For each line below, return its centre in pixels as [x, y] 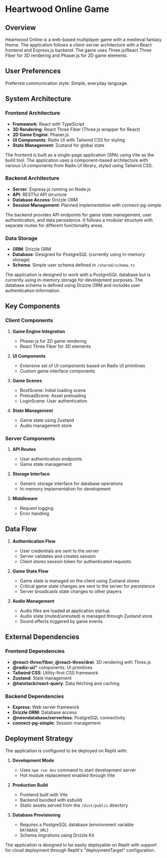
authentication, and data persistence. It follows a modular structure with [79, 220]
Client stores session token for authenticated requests [75, 561]
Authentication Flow [34, 541]
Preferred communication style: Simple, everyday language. [67, 83]
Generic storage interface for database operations [71, 484]
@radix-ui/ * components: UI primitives [52, 667]
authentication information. [33, 291]
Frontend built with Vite [44, 795]
